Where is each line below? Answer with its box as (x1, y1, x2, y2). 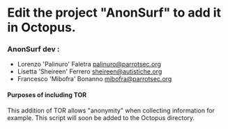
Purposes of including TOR (7, 91, 87, 99)
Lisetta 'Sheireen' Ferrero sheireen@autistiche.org (17, 67, 162, 76)
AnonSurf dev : (7, 44, 60, 54)
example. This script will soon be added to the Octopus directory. (7, 113, 195, 122)
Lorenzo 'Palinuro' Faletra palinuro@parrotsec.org (17, 60, 162, 69)
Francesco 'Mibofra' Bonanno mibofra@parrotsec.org (17, 75, 172, 83)
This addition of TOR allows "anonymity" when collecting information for (7, 106, 215, 114)
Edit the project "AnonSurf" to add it (7, 5, 222, 21)
